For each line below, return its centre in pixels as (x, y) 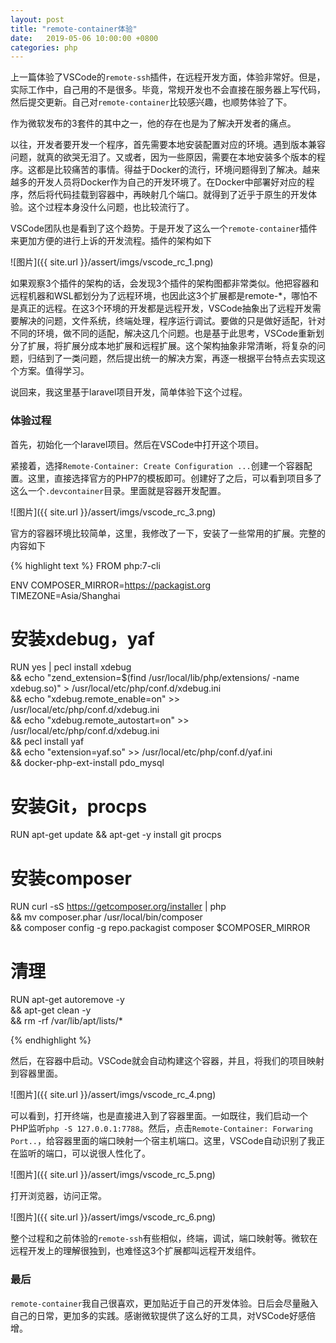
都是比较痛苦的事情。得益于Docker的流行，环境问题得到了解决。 (169, 170)
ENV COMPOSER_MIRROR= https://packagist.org (111, 585)
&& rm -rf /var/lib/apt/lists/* (66, 1021)
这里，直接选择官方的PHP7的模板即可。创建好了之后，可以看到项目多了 (175, 478)
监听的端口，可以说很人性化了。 (84, 1153)
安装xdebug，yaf (82, 638)
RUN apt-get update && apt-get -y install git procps (116, 835)
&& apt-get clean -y (51, 1010)
